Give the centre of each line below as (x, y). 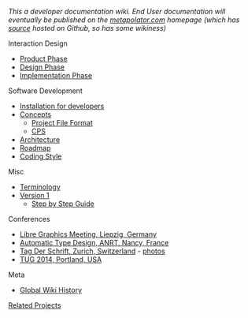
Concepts (35, 114)
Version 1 (34, 195)
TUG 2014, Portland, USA (61, 259)
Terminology (40, 187)
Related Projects (35, 305)
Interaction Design (38, 43)
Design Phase (42, 67)
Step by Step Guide (63, 204)
